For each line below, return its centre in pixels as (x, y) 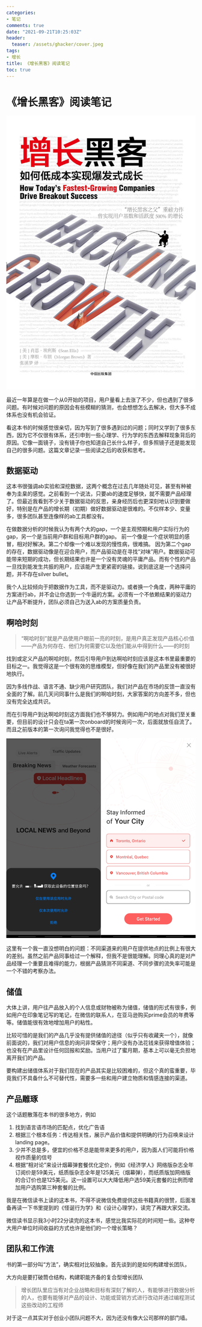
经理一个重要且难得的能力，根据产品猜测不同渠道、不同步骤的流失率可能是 (103, 964)
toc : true (19, 70)
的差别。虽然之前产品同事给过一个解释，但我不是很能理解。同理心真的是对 (98, 956)
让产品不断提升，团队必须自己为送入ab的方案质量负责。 (75, 602)
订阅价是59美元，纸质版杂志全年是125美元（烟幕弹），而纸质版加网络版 (103, 1172)
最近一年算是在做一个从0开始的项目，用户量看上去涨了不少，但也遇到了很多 (100, 399)
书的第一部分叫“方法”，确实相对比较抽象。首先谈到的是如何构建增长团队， (98, 1264)
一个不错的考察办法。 (32, 971)
